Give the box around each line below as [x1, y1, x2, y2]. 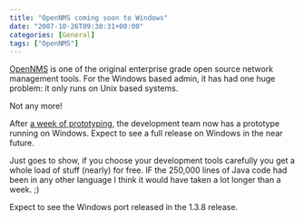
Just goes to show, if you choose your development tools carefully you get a [9, 156, 295, 166]
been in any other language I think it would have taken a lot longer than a [9, 175, 281, 186]
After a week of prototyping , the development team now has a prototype [9, 118, 279, 129]
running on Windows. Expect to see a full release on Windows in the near [9, 128, 283, 139]
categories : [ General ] [9, 30, 95, 39]
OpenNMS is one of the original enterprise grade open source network [9, 64, 274, 75]
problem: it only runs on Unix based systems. [9, 83, 179, 94]
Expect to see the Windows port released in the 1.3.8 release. [9, 202, 239, 213]
